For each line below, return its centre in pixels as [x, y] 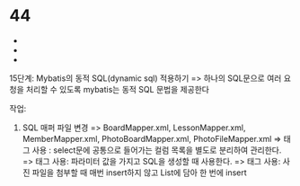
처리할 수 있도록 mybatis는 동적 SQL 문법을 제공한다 [117, 89]
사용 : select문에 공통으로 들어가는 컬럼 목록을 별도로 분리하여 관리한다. [157, 150]
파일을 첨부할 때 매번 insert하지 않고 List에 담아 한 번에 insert [139, 173]
